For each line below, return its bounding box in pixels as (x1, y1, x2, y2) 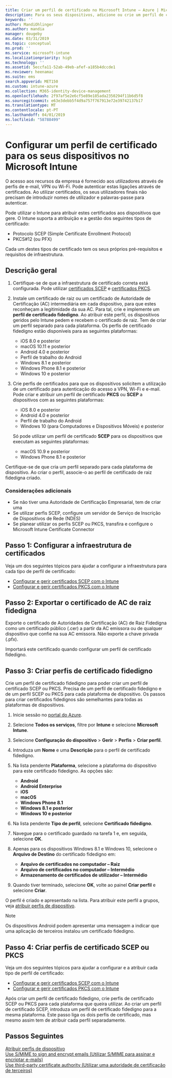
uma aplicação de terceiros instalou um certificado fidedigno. (5, 928, 135, 934)
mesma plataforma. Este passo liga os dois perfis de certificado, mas (5, 1012, 151, 1018)
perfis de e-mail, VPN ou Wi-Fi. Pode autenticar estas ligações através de (5, 183, 161, 190)
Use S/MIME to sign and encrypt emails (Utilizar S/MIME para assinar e (5, 1051, 155, 1057)
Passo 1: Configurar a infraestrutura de (5, 541, 132, 550)
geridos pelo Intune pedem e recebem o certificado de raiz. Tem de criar (12, 317, 166, 323)
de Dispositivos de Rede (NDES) (12, 515, 81, 521)
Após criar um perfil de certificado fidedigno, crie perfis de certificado (5, 995, 154, 1002)
